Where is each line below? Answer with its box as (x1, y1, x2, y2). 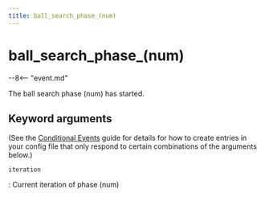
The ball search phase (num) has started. (8, 88, 145, 98)
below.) (8, 150, 33, 160)
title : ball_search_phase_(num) (8, 11, 116, 20)
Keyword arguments (8, 112, 112, 125)
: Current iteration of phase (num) (8, 180, 120, 190)
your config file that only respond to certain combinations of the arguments (8, 142, 257, 151)
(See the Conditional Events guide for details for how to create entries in (8, 133, 247, 143)
